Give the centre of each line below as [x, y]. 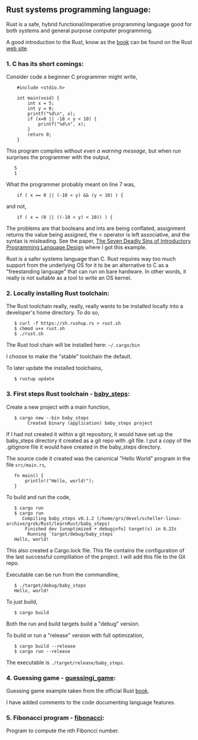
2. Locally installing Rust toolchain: [58, 293]
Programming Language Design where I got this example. [76, 247]
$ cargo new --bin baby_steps [51, 418]
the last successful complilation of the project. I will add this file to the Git [96, 556]
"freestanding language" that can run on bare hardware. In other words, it [96, 272]
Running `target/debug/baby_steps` [72, 534]
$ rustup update [34, 379]
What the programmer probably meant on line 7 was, [71, 185]
